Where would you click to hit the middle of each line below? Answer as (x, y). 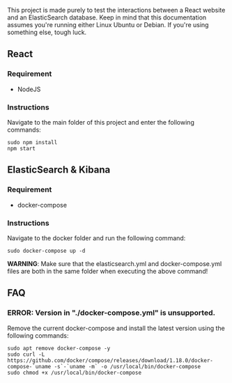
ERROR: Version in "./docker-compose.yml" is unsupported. (111, 313)
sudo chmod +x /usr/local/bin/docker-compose (74, 373)
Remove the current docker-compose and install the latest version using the (116, 328)
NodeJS (29, 89)
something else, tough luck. (47, 32)
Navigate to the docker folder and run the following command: (96, 238)
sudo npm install (32, 142)
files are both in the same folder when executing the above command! (108, 271)
